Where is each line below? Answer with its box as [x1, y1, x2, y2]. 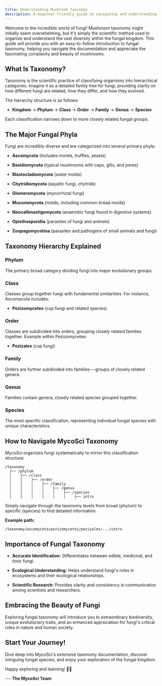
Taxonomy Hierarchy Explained [5, 242, 102, 250]
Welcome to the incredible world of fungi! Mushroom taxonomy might [5, 25, 144, 31]
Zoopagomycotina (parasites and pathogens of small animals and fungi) [12, 228, 157, 234]
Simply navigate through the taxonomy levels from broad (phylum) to [5, 503, 142, 509]
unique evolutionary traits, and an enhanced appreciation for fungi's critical [5, 619, 155, 625]
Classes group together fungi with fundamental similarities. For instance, [5, 291, 150, 297]
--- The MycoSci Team [5, 675, 52, 681]
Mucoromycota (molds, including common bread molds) [12, 200, 126, 206]
